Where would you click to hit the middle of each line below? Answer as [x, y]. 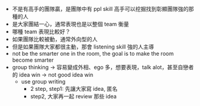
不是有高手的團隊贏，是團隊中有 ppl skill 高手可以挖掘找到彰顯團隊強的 [100, 9]
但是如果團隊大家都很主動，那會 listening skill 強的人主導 [83, 47]
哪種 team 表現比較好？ [41, 31]
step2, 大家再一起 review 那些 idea [73, 96]
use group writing [43, 81]
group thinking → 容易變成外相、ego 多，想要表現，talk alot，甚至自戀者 [103, 67]
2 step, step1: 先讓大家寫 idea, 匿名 [74, 89]
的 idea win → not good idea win [53, 75]
